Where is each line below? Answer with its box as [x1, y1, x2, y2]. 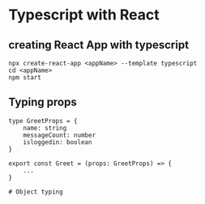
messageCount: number [23, 131, 96, 139]
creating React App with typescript [8, 38, 189, 52]
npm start [8, 74, 42, 82]
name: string [23, 124, 67, 132]
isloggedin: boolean [23, 138, 92, 147]
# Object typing [8, 188, 63, 196]
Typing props [8, 96, 77, 109]
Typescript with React [8, 6, 160, 24]
